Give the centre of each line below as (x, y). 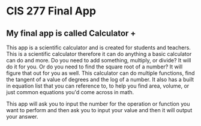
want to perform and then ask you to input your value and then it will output (99, 110)
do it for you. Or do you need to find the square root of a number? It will (94, 67)
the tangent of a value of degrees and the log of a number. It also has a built (100, 79)
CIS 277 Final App (51, 11)
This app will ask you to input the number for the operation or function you (98, 104)
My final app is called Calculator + (71, 33)
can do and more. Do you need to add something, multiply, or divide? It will (99, 60)
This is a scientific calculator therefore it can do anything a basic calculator (99, 54)
